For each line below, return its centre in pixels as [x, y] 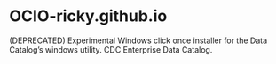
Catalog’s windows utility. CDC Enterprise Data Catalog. [111, 49]
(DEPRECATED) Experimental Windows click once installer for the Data [138, 40]
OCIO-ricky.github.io [88, 16]
